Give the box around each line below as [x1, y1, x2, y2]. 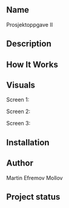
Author [6, 158, 33, 168]
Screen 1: [6, 96, 30, 103]
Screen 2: [6, 108, 31, 115]
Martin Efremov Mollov [6, 174, 63, 181]
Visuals [6, 80, 35, 90]
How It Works [6, 59, 59, 69]
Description [6, 39, 51, 49]
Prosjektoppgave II [6, 21, 53, 28]
